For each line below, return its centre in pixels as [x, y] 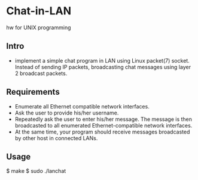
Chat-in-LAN [39, 11]
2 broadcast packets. [41, 73]
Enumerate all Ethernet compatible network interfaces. [82, 106]
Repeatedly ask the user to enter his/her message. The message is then [103, 119]
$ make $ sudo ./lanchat [36, 171]
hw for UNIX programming [39, 27]
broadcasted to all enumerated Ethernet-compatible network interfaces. [103, 125]
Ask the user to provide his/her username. [67, 113]
